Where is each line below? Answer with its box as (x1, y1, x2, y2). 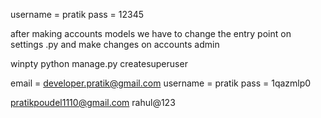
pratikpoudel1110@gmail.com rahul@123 (10, 97, 176, 108)
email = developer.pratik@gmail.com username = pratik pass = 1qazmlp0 (10, 77, 312, 89)
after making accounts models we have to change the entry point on (10, 28, 292, 39)
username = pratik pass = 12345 (10, 9, 145, 20)
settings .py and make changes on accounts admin (10, 39, 220, 50)
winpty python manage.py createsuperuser (10, 58, 188, 69)
